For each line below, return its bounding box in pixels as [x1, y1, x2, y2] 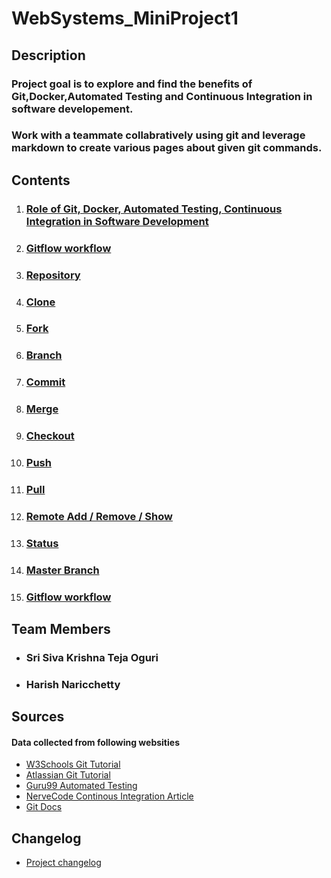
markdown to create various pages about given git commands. [11, 141, 323, 155]
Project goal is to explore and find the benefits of [11, 77, 253, 91]
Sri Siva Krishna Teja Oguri [25, 650, 159, 664]
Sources [11, 708, 65, 726]
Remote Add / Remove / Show [25, 509, 173, 523]
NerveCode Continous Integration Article [25, 790, 194, 802]
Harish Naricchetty [25, 677, 121, 691]
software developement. [11, 102, 134, 116]
